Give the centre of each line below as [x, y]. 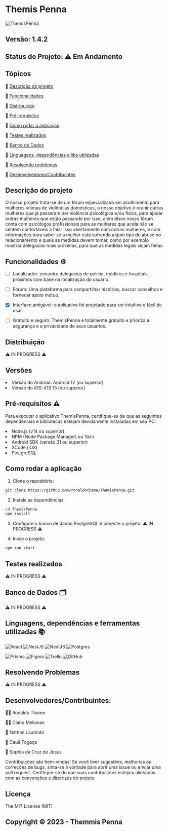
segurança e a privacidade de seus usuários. [59, 326]
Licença [18, 794]
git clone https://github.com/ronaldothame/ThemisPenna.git [70, 490]
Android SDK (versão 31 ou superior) [50, 442]
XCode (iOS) [25, 447]
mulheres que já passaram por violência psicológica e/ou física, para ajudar [84, 213]
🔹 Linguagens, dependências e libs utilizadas [52, 155]
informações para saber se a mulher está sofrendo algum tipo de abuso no [83, 235]
